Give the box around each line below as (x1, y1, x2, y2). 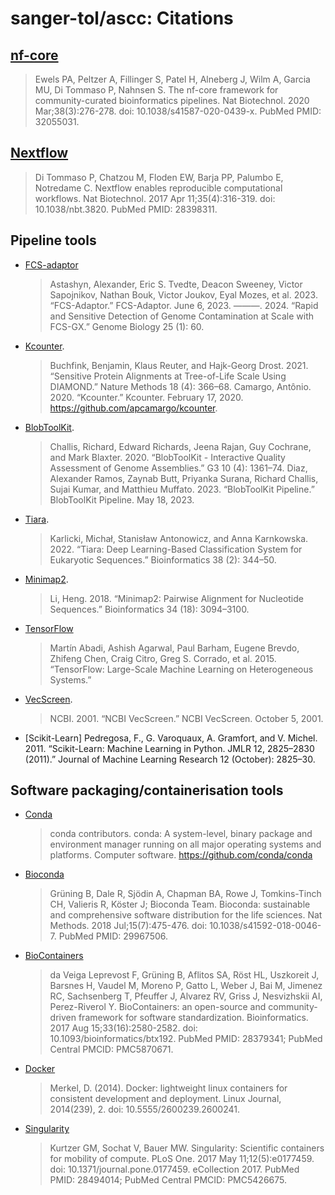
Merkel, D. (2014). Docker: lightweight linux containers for (49, 1082, 288, 1094)
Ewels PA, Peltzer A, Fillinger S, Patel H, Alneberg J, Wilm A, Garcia (34, 73, 311, 85)
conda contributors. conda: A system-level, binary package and (49, 828, 313, 840)
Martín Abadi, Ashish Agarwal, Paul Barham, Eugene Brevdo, (49, 642, 300, 654)
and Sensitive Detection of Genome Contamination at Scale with (49, 310, 315, 322)
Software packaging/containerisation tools (10, 782, 284, 799)
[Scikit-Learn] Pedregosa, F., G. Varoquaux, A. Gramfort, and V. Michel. (24, 732, 318, 744)
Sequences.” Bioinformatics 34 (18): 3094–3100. (49, 603, 250, 615)
